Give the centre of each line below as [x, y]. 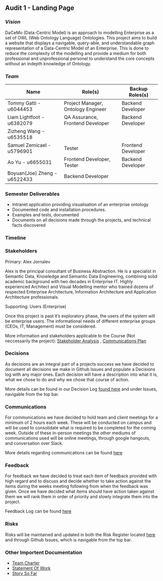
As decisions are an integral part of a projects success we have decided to [80, 364]
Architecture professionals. [32, 297]
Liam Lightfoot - [26, 117]
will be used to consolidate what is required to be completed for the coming [81, 428]
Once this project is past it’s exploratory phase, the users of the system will [80, 316]
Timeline [16, 238]
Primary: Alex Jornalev [28, 261]
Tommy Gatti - [24, 103]
